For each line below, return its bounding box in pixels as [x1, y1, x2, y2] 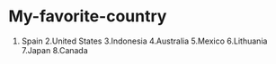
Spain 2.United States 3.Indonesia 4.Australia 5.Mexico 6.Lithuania [21, 36, 268, 46]
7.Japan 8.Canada [21, 44, 89, 55]
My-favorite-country [8, 6, 167, 27]
